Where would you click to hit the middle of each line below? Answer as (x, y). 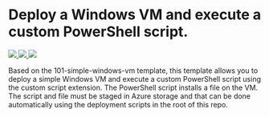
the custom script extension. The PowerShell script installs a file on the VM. (133, 87)
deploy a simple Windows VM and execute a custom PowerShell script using (135, 79)
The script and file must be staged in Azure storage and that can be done (130, 96)
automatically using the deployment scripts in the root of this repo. (118, 104)
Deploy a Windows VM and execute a (135, 15)
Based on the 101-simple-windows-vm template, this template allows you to (133, 71)
